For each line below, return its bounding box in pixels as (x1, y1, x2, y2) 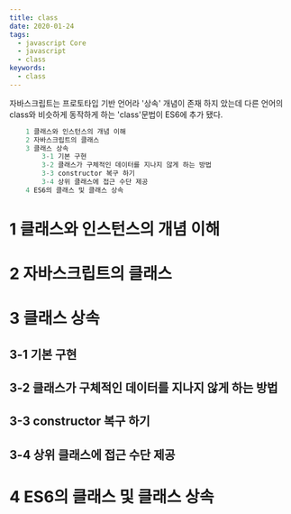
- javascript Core (17, 38, 87, 48)
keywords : (9, 64, 47, 73)
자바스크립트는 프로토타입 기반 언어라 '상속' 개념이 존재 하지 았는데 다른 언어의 (9, 97, 284, 108)
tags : (9, 30, 30, 39)
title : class (9, 13, 59, 23)
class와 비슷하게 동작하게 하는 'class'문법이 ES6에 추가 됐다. (9, 109, 223, 120)
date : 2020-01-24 (9, 22, 75, 31)
